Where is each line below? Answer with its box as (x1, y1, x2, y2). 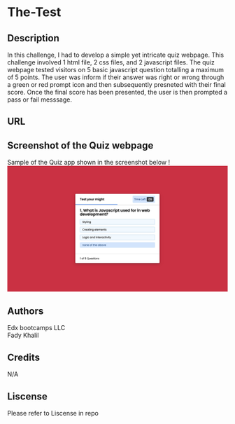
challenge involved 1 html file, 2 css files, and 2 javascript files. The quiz (7, 58, 215, 67)
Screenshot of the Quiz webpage (7, 139, 154, 151)
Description (7, 32, 59, 44)
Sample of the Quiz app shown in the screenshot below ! (7, 158, 170, 167)
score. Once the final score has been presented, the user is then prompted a (7, 88, 228, 96)
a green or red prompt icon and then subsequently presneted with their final (7, 81, 226, 88)
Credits (7, 351, 41, 363)
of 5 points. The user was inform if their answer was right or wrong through (7, 73, 225, 81)
